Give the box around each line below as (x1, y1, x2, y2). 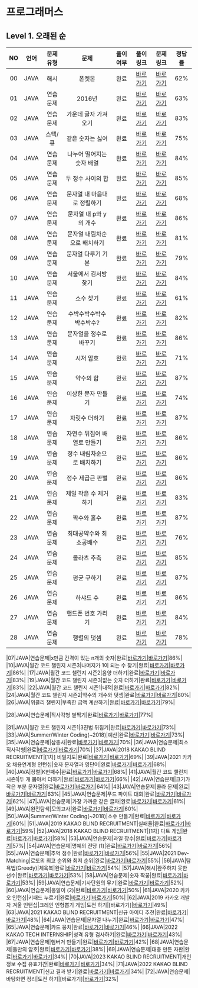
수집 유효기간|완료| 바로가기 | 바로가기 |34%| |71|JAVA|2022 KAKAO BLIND (16, 961, 188, 967)
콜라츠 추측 (72, 554, 102, 562)
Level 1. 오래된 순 (6, 31, 67, 41)
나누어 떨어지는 (67, 150, 107, 158)
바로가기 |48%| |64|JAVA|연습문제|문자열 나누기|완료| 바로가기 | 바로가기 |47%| (6, 916, 184, 923)
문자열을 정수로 (67, 330, 107, 338)
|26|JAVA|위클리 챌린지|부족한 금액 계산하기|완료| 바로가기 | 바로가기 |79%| (6, 699, 175, 706)
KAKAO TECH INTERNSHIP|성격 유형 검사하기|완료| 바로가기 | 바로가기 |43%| (6, 931, 182, 938)
